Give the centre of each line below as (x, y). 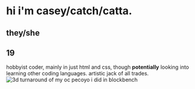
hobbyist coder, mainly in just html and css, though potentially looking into (97, 67)
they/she (23, 33)
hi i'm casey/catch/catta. (69, 11)
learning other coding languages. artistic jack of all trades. (78, 74)
